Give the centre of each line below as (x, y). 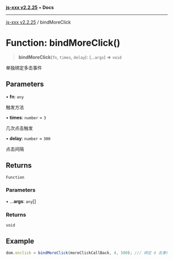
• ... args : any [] (21, 201)
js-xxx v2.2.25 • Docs (30, 7)
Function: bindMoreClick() (63, 43)
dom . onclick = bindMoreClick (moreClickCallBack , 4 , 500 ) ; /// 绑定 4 (81, 253)
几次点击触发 (19, 128)
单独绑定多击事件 (24, 68)
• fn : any (15, 97)
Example (20, 241)
